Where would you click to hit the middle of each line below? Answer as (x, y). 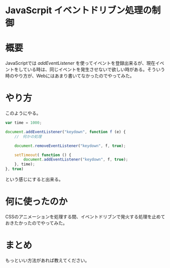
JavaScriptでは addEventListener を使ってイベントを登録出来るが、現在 (80, 63)
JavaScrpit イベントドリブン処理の (79, 10)
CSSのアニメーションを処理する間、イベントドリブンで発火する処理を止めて (85, 217)
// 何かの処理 (28, 137)
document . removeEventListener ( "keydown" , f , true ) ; (70, 146)
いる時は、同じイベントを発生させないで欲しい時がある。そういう (96, 69)
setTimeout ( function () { (43, 155)
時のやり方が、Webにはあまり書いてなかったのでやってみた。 (70, 76)
